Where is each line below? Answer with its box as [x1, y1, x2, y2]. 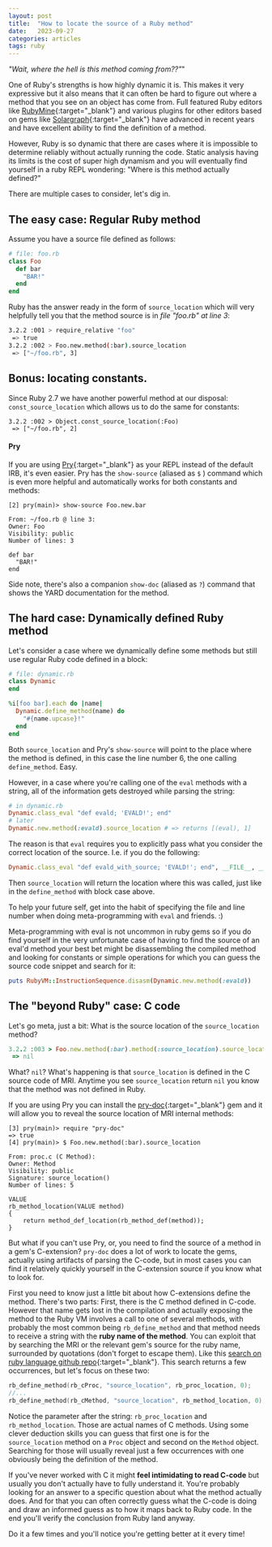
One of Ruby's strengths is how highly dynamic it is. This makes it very [8, 80, 244, 90]
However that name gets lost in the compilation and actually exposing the [8, 1305, 253, 1315]
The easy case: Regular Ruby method [8, 213, 201, 226]
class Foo [8, 257, 42, 265]
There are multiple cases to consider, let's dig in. [8, 189, 171, 199]
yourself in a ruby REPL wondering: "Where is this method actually [8, 165, 230, 174]
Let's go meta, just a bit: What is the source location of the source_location [8, 1021, 260, 1030]
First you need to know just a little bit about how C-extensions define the [8, 1288, 251, 1298]
